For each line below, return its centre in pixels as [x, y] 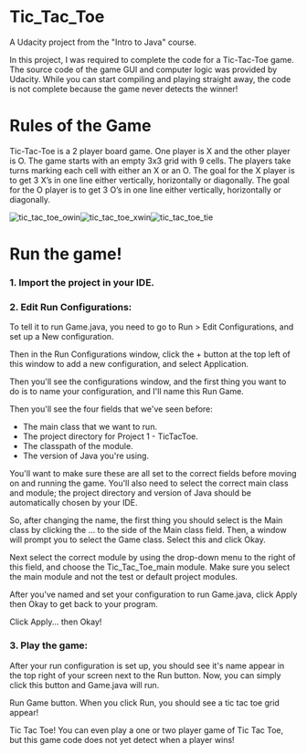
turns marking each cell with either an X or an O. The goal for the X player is [152, 170]
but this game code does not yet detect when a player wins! [122, 739]
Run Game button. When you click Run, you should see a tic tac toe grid [145, 702]
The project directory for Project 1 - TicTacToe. [111, 436]
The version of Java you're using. [85, 456]
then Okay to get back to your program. [84, 604]
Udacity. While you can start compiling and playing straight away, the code [150, 79]
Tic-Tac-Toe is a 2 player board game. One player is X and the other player [150, 151]
